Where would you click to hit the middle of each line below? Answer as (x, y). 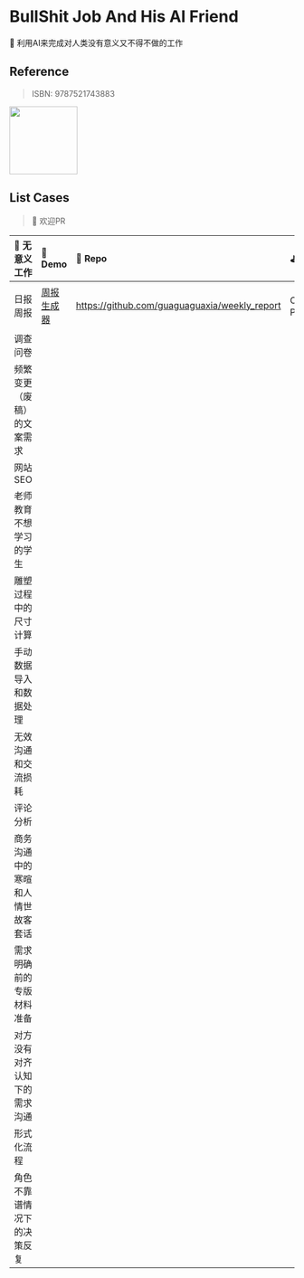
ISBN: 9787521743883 (73, 93)
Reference (39, 72)
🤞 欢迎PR (48, 221)
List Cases (39, 198)
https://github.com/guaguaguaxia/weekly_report (178, 305)
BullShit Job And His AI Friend (124, 17)
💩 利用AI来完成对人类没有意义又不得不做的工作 (96, 43)
